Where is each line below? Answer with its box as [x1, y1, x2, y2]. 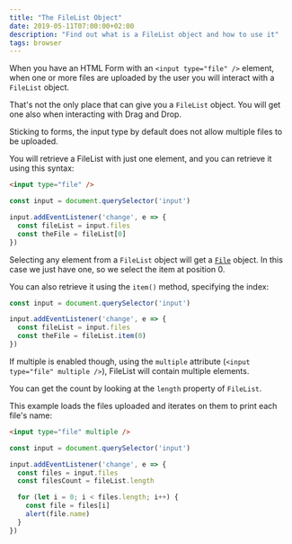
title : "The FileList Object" [9, 13, 123, 22]
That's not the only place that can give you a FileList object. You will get [9, 100, 281, 111]
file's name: [9, 410, 53, 421]
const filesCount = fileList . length [17, 477, 155, 486]
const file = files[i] [25, 501, 111, 511]
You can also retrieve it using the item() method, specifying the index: [9, 281, 270, 292]
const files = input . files [17, 468, 119, 477]
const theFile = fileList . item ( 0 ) [17, 332, 146, 341]
